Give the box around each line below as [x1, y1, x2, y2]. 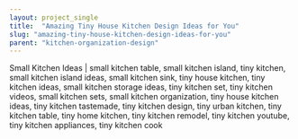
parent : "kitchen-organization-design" [9, 38, 159, 48]
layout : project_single [9, 13, 99, 22]
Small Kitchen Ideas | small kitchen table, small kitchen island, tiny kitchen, [9, 63, 286, 74]
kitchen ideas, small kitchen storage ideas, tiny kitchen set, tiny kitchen [9, 82, 273, 92]
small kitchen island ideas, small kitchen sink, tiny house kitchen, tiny [9, 73, 266, 83]
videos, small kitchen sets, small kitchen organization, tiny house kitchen [9, 91, 279, 102]
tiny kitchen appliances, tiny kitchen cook [9, 120, 163, 131]
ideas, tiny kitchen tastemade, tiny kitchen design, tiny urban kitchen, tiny [9, 100, 282, 112]
